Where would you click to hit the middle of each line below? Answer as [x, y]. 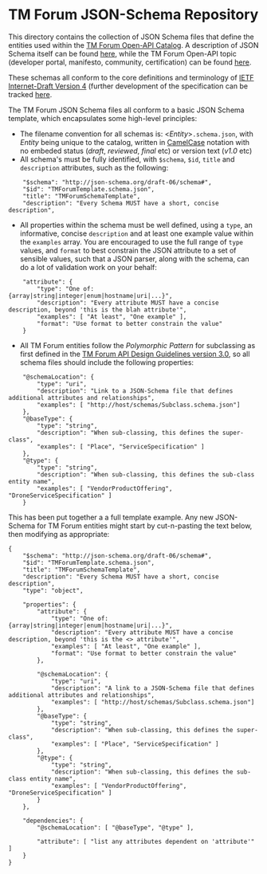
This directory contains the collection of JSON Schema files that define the [131, 37]
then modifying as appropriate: [59, 534]
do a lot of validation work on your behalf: [88, 267]
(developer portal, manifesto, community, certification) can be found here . [130, 62]
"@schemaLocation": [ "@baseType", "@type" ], [116, 827]
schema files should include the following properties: [106, 362]
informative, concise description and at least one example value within [136, 233]
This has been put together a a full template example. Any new [111, 517]
